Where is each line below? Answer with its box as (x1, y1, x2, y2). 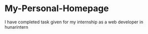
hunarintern (4, 24, 29, 30)
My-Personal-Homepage (4, 3, 109, 14)
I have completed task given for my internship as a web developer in (4, 19, 144, 25)
